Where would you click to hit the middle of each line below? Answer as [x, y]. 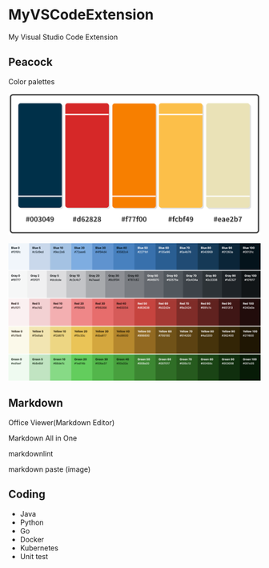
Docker [32, 539]
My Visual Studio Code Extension [63, 37]
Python [32, 522]
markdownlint [31, 453]
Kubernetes [39, 548]
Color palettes [32, 81]
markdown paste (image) [50, 469]
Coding [27, 495]
